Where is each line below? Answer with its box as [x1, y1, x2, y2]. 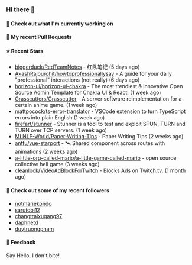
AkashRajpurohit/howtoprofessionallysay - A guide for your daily [14, 70, 173, 77]
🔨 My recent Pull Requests [6, 34, 72, 41]
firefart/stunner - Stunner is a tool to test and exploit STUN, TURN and [14, 121, 186, 128]
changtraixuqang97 [14, 212, 63, 219]
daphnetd [14, 219, 38, 226]
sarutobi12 [14, 206, 40, 214]
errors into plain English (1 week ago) [14, 114, 105, 121]
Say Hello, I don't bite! [6, 251, 60, 259]
